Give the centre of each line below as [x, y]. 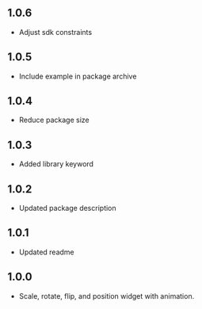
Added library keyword [56, 164]
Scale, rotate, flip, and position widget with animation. [107, 296]
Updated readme [46, 252]
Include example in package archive [78, 76]
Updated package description [67, 208]
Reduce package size [54, 120]
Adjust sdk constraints [55, 32]
